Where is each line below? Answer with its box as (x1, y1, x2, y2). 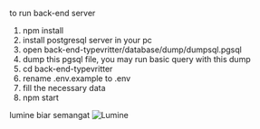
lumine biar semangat (9, 110, 91, 120)
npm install (22, 25, 64, 35)
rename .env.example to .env (22, 73, 131, 84)
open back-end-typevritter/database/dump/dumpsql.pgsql (22, 44, 242, 55)
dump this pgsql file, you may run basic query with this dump (22, 54, 251, 64)
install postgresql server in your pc (22, 35, 152, 45)
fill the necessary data (22, 83, 106, 93)
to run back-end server (9, 8, 96, 18)
